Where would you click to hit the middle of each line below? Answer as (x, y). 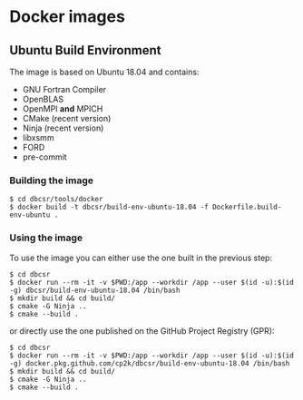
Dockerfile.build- (247, 207)
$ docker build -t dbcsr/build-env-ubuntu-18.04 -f (109, 207)
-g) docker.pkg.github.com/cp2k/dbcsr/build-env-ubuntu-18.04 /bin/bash (150, 363)
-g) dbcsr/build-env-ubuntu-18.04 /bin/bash (95, 290)
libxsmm (38, 137)
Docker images (67, 17)
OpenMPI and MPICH (63, 109)
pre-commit (44, 157)
